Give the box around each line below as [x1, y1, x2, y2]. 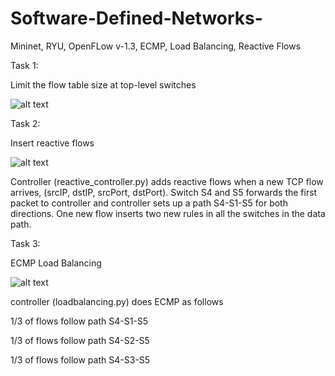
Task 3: [10, 237, 41, 249]
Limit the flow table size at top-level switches [10, 78, 197, 91]
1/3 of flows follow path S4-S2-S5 [10, 334, 150, 346]
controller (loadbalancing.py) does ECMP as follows [10, 295, 224, 307]
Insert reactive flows [10, 137, 95, 149]
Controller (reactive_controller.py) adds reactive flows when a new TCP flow [10, 175, 324, 187]
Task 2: [10, 117, 41, 129]
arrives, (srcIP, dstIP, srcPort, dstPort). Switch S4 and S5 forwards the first [10, 186, 318, 198]
